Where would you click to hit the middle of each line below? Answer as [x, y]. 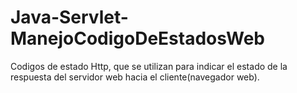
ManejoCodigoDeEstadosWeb [137, 38]
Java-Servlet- [69, 17]
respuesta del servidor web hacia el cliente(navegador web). [135, 77]
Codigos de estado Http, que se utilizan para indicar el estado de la [149, 66]
